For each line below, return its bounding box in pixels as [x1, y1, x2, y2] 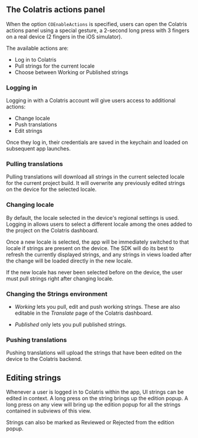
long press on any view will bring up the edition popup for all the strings [6, 401, 181, 408]
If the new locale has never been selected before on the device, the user [6, 268, 183, 276]
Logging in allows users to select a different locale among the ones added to [6, 220, 193, 228]
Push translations [14, 121, 57, 128]
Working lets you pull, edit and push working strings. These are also [14, 303, 180, 310]
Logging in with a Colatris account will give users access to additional [6, 97, 176, 104]
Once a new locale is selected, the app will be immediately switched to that [6, 238, 189, 245]
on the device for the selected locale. [6, 186, 97, 193]
